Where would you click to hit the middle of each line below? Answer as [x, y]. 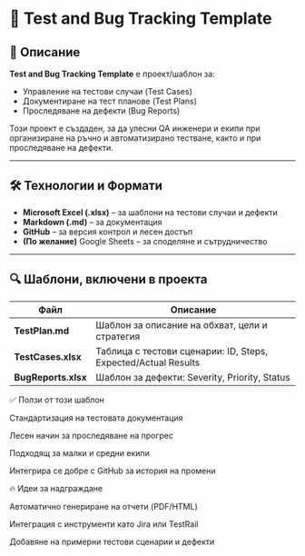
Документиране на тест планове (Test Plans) [110, 101]
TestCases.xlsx [48, 356]
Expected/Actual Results [148, 362]
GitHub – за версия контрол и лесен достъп [108, 232]
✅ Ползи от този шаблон [57, 400]
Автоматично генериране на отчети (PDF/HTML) [103, 506]
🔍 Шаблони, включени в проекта [108, 279]
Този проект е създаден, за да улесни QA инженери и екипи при [135, 128]
